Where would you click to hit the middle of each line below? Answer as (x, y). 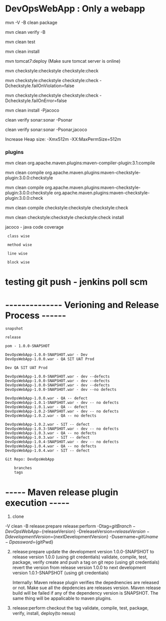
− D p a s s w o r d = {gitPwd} (29, 542)
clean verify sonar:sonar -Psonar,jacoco (46, 129)
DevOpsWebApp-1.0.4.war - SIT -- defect (48, 451)
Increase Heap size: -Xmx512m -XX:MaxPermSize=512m (63, 139)
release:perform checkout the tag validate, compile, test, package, (81, 608)
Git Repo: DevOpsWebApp (30, 459)
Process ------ (36, 315)
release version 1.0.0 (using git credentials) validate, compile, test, (80, 557)
